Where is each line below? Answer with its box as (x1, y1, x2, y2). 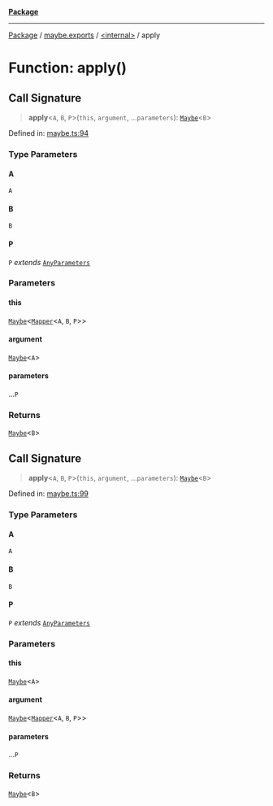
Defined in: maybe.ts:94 (8, 129, 89, 137)
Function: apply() (8, 59, 128, 77)
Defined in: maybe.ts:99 (8, 489, 89, 499)
